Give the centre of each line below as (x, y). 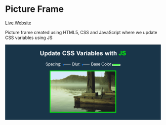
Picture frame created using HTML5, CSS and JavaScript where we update (81, 32)
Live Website (18, 23)
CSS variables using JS (29, 38)
